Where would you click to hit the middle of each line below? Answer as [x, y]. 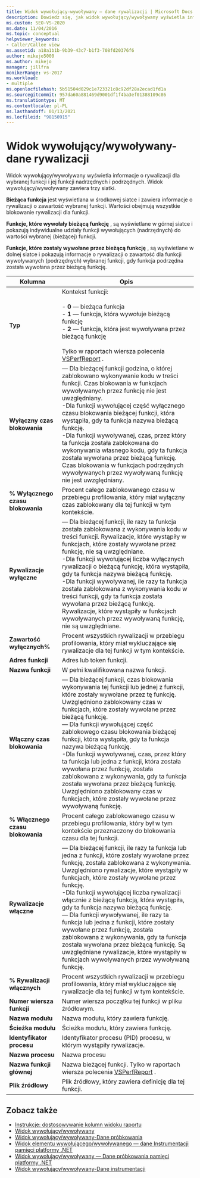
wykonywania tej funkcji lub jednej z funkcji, [123, 687]
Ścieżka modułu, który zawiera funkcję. [117, 1028]
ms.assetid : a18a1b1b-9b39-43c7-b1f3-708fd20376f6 [70, 51]
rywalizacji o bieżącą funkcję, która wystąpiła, [126, 566]
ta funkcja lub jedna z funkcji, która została [121, 762]
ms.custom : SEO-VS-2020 [36, 23]
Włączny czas [29, 739]
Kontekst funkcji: [85, 292]
